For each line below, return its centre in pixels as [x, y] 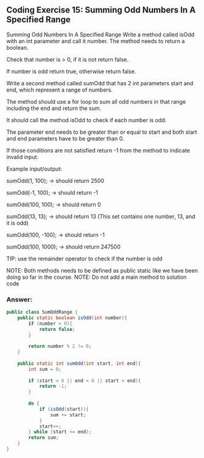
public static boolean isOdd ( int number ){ [72, 318]
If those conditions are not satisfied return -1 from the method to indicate [98, 150]
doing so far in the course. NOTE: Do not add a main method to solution [96, 277]
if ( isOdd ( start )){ [64, 409]
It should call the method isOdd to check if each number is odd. [86, 120]
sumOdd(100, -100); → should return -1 [56, 235]
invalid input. [22, 157]
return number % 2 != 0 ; [60, 346]
